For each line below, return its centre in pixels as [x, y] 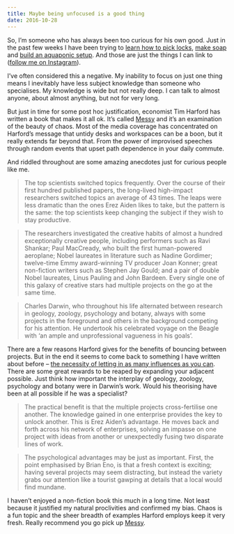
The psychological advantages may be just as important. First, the [119, 457]
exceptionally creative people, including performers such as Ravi [117, 240]
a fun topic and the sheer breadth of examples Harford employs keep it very [116, 515]
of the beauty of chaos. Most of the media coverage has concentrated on [112, 126]
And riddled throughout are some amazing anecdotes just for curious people [117, 162]
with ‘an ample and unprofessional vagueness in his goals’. [108, 336]
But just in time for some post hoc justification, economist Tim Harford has [114, 111]
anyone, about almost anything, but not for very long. [84, 97]
